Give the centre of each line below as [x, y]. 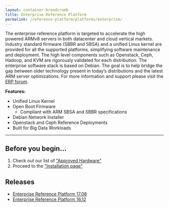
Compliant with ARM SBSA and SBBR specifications [73, 112]
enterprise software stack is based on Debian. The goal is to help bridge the [84, 65]
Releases [20, 182]
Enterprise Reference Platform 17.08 [50, 194]
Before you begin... [36, 148]
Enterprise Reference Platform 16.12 [49, 199]
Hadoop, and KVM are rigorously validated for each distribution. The [76, 60]
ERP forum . [17, 82]
